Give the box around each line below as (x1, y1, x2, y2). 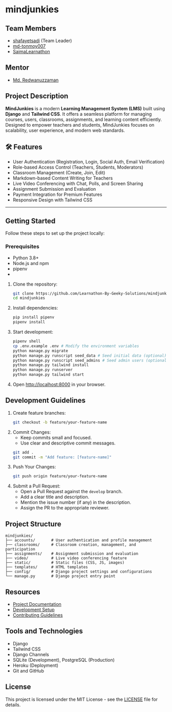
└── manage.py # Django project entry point (5, 574, 116, 579)
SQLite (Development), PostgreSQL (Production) (12, 657, 115, 663)
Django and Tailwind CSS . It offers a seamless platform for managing (5, 111, 152, 117)
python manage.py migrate (12, 348, 68, 353)
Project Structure (5, 519, 61, 528)
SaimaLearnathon (12, 49, 50, 54)
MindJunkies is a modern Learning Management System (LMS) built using (5, 105, 165, 111)
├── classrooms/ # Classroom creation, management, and (5, 542, 137, 547)
